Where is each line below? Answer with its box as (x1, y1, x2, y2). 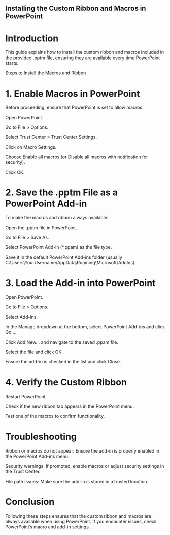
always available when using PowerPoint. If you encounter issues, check (5, 518, 157, 524)
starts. (5, 60, 19, 66)
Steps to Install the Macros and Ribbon (5, 70, 86, 76)
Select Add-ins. (5, 314, 38, 320)
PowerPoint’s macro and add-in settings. (5, 524, 90, 530)
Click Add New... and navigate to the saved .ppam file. (5, 339, 118, 345)
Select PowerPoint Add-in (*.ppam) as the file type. (5, 244, 112, 250)
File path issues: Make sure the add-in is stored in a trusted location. (5, 478, 149, 485)
